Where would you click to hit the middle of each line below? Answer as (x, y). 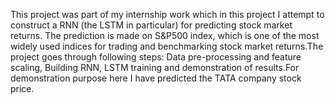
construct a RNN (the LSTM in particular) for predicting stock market (151, 25)
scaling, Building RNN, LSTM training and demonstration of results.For (155, 67)
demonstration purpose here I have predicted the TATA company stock (156, 78)
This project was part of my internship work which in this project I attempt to (167, 14)
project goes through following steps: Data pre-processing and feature (156, 57)
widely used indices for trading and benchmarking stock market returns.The (167, 46)
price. (22, 88)
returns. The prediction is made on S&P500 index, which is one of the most (165, 35)
